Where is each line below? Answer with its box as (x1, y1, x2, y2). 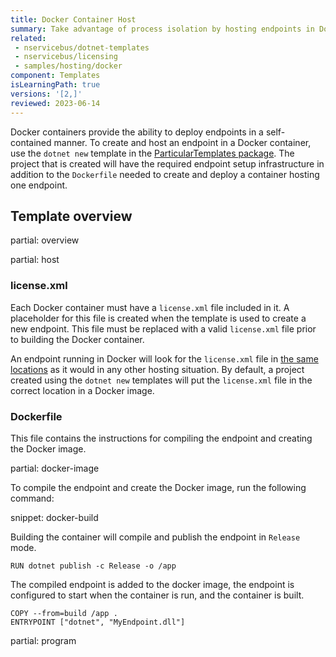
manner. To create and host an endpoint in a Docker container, (53, 136, 312, 148)
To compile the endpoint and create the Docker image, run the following (10, 481, 307, 493)
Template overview (10, 207, 133, 225)
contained (10, 136, 52, 148)
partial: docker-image (10, 462, 100, 474)
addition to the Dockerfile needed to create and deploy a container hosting (10, 168, 320, 180)
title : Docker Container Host (10, 14, 137, 25)
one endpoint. (10, 179, 68, 191)
